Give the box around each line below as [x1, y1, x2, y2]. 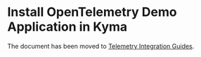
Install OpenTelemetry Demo [7, 4, 177, 20]
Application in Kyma [7, 19, 128, 35]
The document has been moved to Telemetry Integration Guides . [7, 42, 195, 50]
